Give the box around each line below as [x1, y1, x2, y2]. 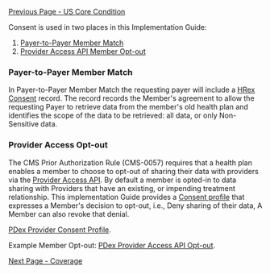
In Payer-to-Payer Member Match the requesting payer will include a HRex [8, 85, 255, 95]
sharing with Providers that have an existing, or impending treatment [8, 183, 236, 193]
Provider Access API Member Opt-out [19, 47, 147, 56]
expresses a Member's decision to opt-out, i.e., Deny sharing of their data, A [8, 201, 263, 210]
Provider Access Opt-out [8, 139, 108, 151]
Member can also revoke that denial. [8, 209, 130, 218]
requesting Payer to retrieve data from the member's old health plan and [8, 102, 248, 112]
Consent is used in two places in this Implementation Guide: [8, 23, 207, 31]
